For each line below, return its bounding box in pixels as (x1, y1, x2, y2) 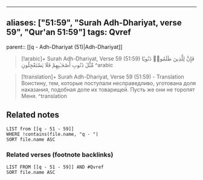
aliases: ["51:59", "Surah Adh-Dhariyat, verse (6, 18, 182, 28)
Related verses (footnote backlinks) (6, 150, 114, 159)
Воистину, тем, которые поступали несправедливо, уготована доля (21, 79, 196, 86)
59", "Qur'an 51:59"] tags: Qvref (6, 27, 131, 37)
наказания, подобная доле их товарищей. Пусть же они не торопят (21, 86, 195, 93)
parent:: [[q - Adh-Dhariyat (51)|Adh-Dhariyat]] (6, 43, 123, 50)
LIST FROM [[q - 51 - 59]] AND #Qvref (6, 164, 104, 170)
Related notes (6, 110, 59, 120)
